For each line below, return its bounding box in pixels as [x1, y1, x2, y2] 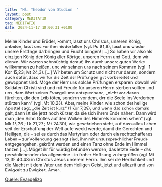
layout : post [5, 12, 31, 16]
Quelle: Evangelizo [5, 176, 42, 182]
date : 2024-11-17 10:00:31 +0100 [5, 25, 73, 30]
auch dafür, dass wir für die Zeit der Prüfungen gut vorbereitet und [5, 75, 138, 80]
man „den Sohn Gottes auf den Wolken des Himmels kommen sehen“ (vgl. [5, 116, 153, 122]
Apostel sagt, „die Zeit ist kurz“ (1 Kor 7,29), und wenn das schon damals [5, 105, 150, 111]
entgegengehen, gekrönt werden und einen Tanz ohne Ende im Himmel [5, 141, 147, 147]
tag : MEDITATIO [5, 20, 36, 26]
